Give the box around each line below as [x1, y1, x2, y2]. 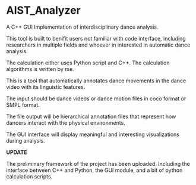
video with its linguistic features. [6, 83, 86, 90]
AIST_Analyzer [6, 4, 81, 17]
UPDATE [6, 149, 27, 156]
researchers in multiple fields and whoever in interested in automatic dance [6, 41, 191, 48]
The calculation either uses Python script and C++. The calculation [6, 59, 170, 66]
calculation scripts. [6, 172, 53, 180]
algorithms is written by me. [6, 65, 74, 72]
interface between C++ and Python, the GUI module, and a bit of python [6, 166, 183, 174]
